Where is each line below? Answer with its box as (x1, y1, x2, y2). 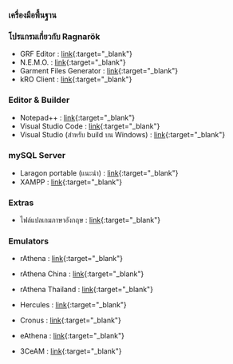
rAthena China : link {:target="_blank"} (19, 269, 144, 279)
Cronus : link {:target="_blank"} (19, 315, 121, 325)
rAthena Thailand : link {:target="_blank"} (19, 285, 154, 295)
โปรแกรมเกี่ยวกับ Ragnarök (8, 30, 101, 42)
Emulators (8, 235, 49, 247)
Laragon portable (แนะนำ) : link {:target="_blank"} (19, 168, 179, 177)
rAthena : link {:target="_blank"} (19, 254, 124, 263)
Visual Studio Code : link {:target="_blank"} (19, 121, 160, 131)
